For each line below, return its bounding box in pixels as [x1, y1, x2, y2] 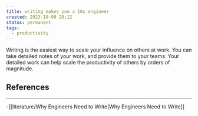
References [6, 82, 49, 92]
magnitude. [6, 65, 34, 72]
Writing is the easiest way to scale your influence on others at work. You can [6, 46, 192, 53]
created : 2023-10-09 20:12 [6, 14, 72, 20]
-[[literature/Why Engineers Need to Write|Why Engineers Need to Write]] [6, 103, 184, 110]
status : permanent [6, 19, 51, 25]
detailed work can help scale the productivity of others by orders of [6, 59, 170, 66]
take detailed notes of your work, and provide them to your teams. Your [6, 53, 180, 60]
